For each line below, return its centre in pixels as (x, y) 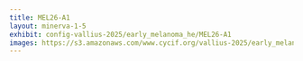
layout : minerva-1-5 (48, 26)
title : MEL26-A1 (40, 17)
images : (24, 43)
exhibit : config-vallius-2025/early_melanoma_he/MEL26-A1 (120, 34)
